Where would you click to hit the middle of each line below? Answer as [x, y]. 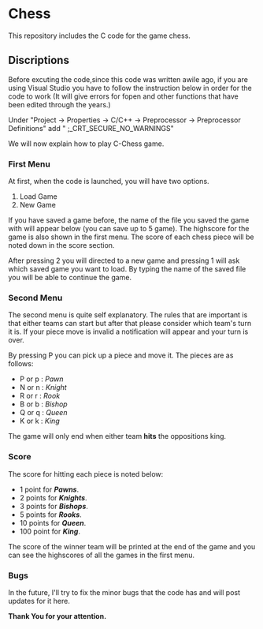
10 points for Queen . [53, 522]
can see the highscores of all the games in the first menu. [102, 555]
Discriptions [39, 60]
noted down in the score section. [61, 245]
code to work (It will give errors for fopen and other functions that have [123, 96]
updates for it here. [39, 601]
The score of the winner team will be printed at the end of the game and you [132, 546]
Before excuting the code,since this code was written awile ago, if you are [128, 79]
